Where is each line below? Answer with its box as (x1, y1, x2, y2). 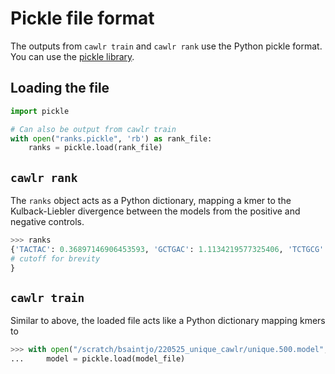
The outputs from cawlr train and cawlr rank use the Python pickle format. (10, 40, 323, 52)
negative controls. (10, 216, 85, 228)
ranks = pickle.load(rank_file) (28, 143, 163, 153)
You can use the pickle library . (10, 50, 135, 62)
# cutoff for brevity (10, 253, 101, 264)
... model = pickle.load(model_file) (10, 354, 186, 364)
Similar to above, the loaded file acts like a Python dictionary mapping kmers (10, 315, 326, 327)
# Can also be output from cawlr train (10, 124, 177, 134)
